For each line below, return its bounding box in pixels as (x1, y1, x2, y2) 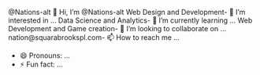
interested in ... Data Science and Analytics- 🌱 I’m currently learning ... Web (8, 16, 253, 25)
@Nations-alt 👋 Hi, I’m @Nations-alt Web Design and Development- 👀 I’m (8, 8, 246, 16)
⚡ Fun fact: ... (19, 59, 63, 69)
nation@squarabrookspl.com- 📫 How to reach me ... (8, 33, 180, 42)
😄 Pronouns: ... (19, 51, 71, 60)
